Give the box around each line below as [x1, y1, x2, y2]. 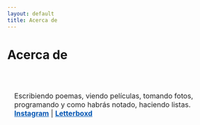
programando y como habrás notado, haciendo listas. [14, 99, 191, 109]
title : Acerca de [7, 17, 58, 24]
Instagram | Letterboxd [14, 108, 93, 118]
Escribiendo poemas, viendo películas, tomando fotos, [14, 91, 194, 101]
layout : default [7, 10, 54, 17]
